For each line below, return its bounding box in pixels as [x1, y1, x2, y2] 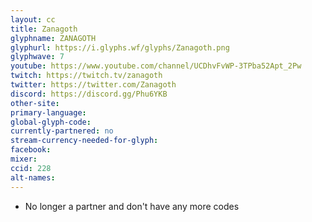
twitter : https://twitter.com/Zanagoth [10, 80, 177, 90]
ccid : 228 [10, 163, 52, 173]
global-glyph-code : [10, 117, 92, 127]
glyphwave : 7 [10, 52, 65, 62]
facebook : [10, 145, 52, 155]
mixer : [10, 154, 38, 164]
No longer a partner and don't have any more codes [24, 200, 240, 212]
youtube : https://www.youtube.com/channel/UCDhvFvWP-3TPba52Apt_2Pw [10, 61, 302, 71]
